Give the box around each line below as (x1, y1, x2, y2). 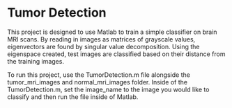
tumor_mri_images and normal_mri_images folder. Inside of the (7, 78, 188, 86)
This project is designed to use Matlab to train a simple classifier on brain (7, 28, 217, 36)
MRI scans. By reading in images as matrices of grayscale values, (7, 35, 196, 43)
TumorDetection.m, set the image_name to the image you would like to (7, 85, 210, 93)
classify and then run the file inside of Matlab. (7, 92, 139, 101)
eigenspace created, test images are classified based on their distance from (7, 50, 226, 58)
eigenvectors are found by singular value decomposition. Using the (7, 42, 200, 51)
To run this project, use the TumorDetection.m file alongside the (7, 71, 190, 79)
